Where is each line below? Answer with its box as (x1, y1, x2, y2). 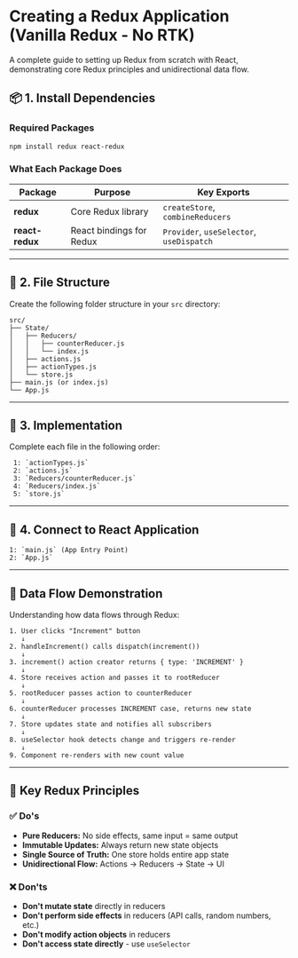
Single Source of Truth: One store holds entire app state (21, 849, 229, 859)
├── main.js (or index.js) (9, 377, 109, 387)
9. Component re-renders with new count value (9, 751, 184, 760)
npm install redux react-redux (9, 142, 125, 151)
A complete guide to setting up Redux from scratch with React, (9, 54, 239, 65)
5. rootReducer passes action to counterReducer (9, 689, 192, 698)
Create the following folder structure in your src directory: (9, 298, 221, 309)
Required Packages (9, 122, 95, 134)
